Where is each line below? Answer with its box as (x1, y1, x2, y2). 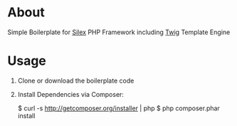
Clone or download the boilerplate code (17, 76, 135, 85)
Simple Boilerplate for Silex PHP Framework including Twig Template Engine (7, 28, 231, 36)
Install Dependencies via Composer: (17, 90, 125, 98)
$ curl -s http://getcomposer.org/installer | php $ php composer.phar (17, 104, 221, 112)
